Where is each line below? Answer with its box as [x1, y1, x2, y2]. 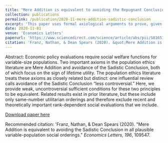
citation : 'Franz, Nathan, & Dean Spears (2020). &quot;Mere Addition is [5, 40, 162, 45]
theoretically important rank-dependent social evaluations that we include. [5, 101, 158, 108]
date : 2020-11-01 [5, 26, 41, 31]
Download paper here [5, 111, 50, 117]
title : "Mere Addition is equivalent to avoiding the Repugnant [5, 7, 142, 13]
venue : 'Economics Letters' [5, 31, 64, 36]
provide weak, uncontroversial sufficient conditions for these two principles [5, 86, 161, 92]
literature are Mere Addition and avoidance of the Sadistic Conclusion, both [5, 64, 160, 70]
